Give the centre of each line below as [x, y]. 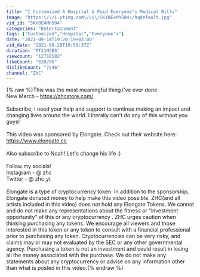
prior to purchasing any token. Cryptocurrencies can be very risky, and [93, 236]
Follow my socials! [29, 166]
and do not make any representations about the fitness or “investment [92, 211]
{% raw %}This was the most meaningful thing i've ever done [82, 90]
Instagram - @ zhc [29, 173]
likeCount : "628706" [32, 62]
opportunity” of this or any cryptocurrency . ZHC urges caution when [91, 217]
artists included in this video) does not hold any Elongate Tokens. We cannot [100, 205]
